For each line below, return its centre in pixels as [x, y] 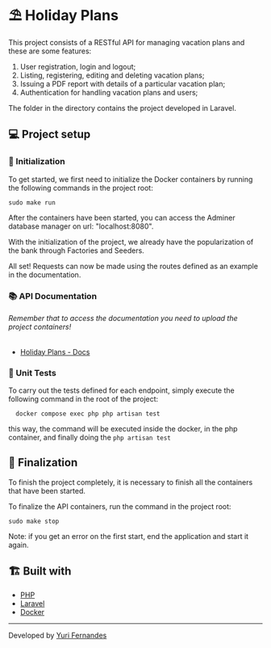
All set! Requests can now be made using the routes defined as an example [133, 266]
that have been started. [47, 490]
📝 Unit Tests [32, 372]
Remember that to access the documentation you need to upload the [123, 318]
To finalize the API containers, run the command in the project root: [120, 506]
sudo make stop [34, 521]
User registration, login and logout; [78, 66]
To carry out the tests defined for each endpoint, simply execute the [122, 390]
